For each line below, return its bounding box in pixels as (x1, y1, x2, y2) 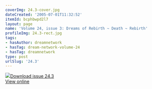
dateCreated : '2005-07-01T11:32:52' (5, 12, 82, 17)
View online (5, 78, 30, 84)
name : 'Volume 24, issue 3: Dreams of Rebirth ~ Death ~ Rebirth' (5, 26, 148, 31)
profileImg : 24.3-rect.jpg (5, 31, 62, 36)
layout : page (5, 21, 33, 27)
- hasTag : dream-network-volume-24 (5, 45, 80, 50)
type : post (5, 54, 28, 59)
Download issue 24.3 (10, 73, 55, 79)
